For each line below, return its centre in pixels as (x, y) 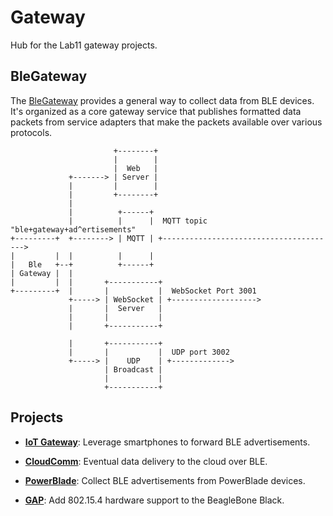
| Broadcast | (133, 369)
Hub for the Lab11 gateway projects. (84, 45)
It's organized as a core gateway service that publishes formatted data (156, 111)
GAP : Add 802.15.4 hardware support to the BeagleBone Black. (154, 500)
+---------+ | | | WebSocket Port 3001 (133, 291)
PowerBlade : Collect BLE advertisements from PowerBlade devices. (165, 480)
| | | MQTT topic (138, 221)
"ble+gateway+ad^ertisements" (73, 229)
